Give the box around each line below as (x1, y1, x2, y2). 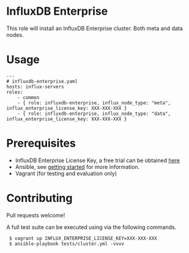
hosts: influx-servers (6, 84, 64, 90)
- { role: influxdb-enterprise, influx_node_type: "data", (17, 111, 171, 117)
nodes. (6, 31, 24, 38)
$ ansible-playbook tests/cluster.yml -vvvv (9, 241, 124, 247)
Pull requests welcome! (6, 211, 65, 219)
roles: (6, 89, 23, 95)
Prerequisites (6, 136, 76, 150)
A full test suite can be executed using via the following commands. (6, 223, 177, 231)
